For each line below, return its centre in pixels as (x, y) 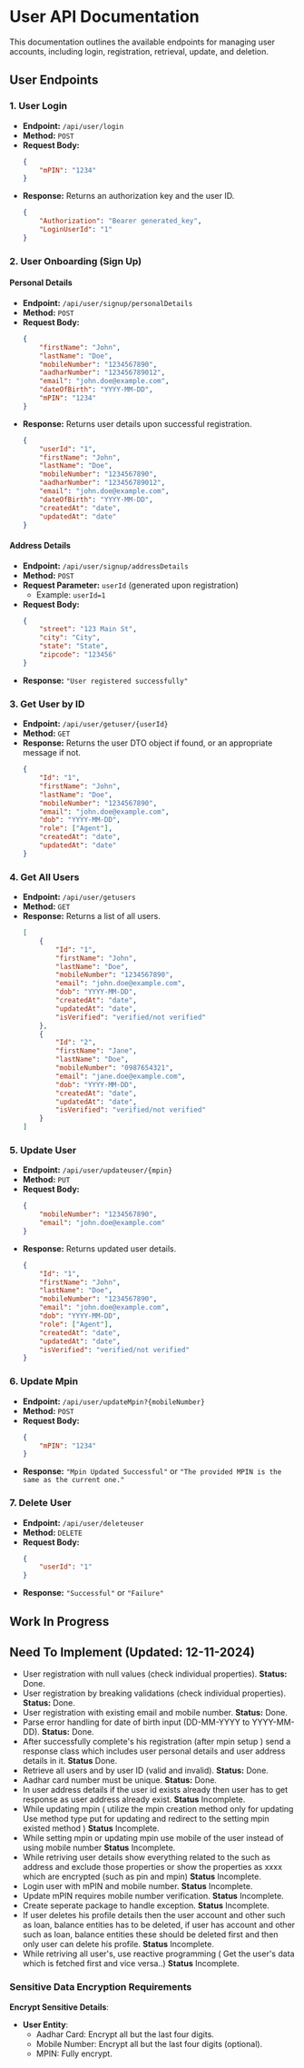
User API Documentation (104, 17)
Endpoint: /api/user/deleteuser (83, 1522)
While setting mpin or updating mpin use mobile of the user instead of (153, 1838)
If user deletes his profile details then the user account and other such (154, 1915)
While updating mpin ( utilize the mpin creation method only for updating (158, 1809)
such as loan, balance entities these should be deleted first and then (150, 1934)
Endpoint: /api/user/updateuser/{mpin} (97, 1170)
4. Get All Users (44, 876)
